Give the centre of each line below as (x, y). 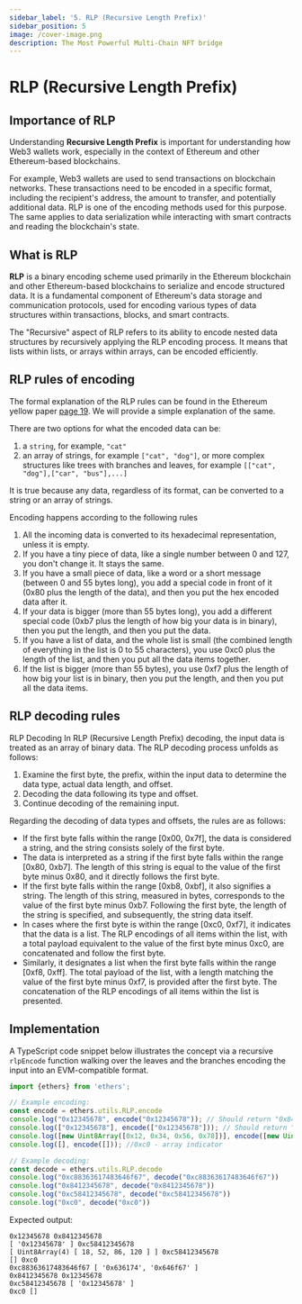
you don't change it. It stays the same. (93, 563)
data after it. (45, 602)
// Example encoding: (50, 1103)
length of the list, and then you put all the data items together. (136, 659)
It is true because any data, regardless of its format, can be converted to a (147, 490)
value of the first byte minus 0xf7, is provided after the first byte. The (150, 982)
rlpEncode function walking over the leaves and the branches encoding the (147, 1060)
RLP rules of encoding (72, 380)
